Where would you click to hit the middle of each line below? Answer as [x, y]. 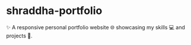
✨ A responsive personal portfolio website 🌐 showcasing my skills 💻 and [96, 27]
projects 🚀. [19, 36]
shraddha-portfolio [54, 11]
